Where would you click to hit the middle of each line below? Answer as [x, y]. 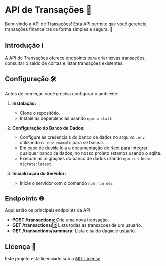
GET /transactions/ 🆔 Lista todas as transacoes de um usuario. [77, 225]
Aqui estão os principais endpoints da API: [48, 210]
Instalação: [24, 103]
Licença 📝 [21, 246]
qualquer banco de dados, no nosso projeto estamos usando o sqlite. [90, 153]
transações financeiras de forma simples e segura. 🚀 [59, 29]
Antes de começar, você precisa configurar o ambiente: [62, 93]
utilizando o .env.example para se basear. [62, 142]
